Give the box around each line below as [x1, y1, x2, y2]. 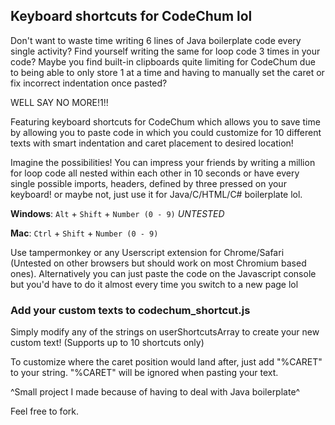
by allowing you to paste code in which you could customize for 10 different [10, 126, 322, 138]
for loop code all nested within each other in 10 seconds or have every [10, 167, 300, 179]
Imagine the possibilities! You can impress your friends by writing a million [10, 156, 316, 168]
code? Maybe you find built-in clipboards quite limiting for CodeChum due [10, 55, 316, 68]
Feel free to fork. [10, 405, 79, 418]
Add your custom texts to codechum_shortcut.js [10, 303, 251, 317]
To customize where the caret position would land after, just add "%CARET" [10, 356, 323, 368]
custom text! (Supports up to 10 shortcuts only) [10, 337, 205, 349]
